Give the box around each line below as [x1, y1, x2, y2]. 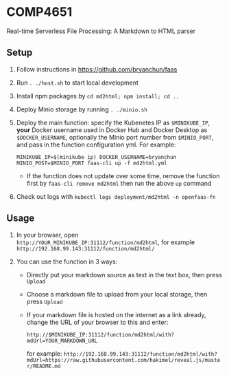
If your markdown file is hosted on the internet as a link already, [26, 310, 206, 319]
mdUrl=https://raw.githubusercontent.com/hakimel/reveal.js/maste [26, 356, 221, 363]
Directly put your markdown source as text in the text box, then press [26, 270, 222, 279]
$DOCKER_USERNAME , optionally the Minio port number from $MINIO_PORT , [16, 133, 214, 141]
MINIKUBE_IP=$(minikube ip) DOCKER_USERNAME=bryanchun [16, 153, 177, 160]
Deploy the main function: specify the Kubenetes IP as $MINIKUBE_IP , [16, 118, 210, 127]
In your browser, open [16, 231, 79, 239]
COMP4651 [6, 4, 73, 20]
